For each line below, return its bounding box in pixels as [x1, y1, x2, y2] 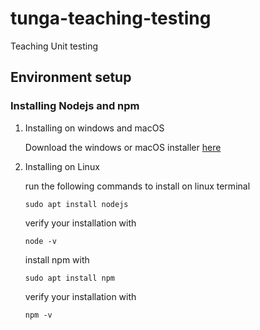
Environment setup [10, 69, 132, 86]
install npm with [24, 253, 90, 266]
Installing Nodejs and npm [10, 99, 140, 113]
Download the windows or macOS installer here [24, 141, 222, 153]
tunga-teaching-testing [10, 7, 212, 30]
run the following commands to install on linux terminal [24, 180, 251, 192]
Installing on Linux [24, 160, 100, 172]
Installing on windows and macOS [24, 122, 165, 134]
